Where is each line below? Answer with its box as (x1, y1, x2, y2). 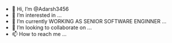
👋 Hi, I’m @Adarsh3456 (11, 6, 69, 12)
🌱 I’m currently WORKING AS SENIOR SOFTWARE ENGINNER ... (11, 18, 167, 24)
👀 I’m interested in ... (11, 12, 62, 19)
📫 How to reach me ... (11, 31, 67, 37)
